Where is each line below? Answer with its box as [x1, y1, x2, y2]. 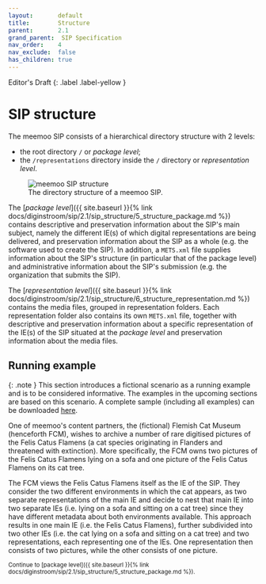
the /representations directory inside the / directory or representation [19, 155, 249, 165]
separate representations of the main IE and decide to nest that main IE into [8, 494, 254, 504]
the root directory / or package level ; [19, 147, 141, 156]
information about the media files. [8, 336, 119, 345]
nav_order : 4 [8, 41, 62, 49]
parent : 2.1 [8, 26, 69, 34]
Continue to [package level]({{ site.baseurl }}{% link [8, 560, 150, 569]
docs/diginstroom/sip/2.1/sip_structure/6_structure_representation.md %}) [8, 294, 251, 303]
